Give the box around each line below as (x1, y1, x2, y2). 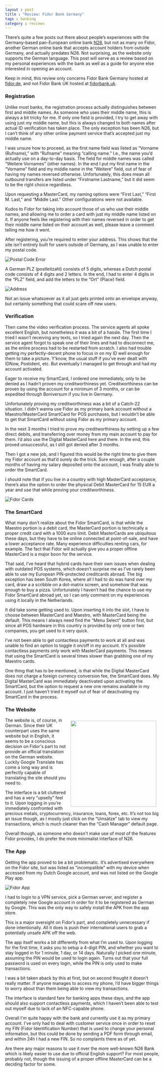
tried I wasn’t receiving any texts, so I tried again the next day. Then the (5, 334, 149, 340)
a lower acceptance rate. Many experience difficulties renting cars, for (5, 541, 147, 547)
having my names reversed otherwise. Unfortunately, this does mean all (5, 171, 150, 177)
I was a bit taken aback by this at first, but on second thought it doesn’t (5, 975, 148, 981)
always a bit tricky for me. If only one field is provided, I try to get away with (5, 114, 158, 121)
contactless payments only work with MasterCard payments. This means (5, 648, 152, 654)
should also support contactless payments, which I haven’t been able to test (5, 1000, 159, 1006)
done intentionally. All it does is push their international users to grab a (5, 924, 147, 930)
